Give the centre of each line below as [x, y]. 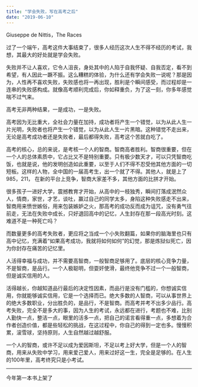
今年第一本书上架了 [29, 378]
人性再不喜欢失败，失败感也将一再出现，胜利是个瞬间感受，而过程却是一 [104, 82]
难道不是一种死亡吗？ [32, 221]
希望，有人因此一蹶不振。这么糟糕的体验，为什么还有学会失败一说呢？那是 [96, 74]
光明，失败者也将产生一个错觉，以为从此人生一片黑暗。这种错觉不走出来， [101, 129]
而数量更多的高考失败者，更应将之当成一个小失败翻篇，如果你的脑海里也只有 [99, 233]
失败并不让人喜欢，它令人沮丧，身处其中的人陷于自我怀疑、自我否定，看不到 [99, 67]
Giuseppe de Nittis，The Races [44, 35]
